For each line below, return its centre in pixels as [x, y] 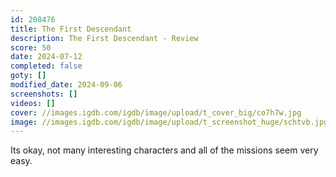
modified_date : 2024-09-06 [66, 85]
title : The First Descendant [71, 29]
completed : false [46, 66]
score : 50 [31, 47]
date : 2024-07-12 [46, 57]
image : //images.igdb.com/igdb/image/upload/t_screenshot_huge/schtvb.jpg [169, 122]
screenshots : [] [44, 94]
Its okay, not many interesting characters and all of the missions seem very [164, 150]
